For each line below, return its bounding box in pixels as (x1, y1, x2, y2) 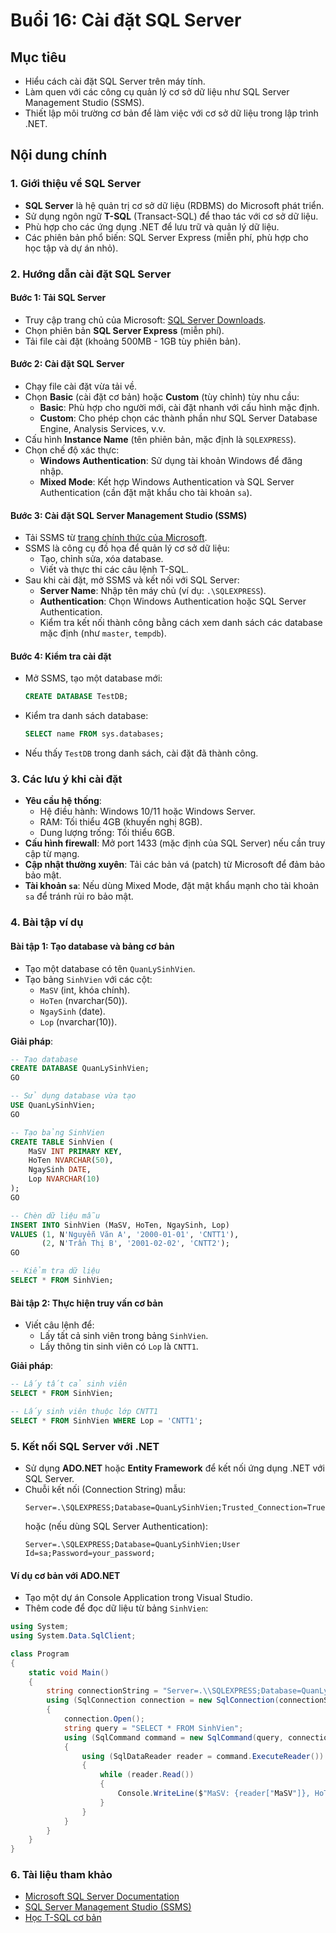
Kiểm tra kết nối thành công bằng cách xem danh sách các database (39, 617, 323, 629)
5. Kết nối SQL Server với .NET (10, 1439, 160, 1453)
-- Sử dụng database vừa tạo (10, 1091, 137, 1101)
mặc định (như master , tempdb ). (39, 627, 167, 639)
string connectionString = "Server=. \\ (46, 1686, 213, 1696)
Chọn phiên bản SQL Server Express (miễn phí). (24, 324, 225, 336)
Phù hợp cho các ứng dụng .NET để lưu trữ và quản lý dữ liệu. (24, 220, 280, 233)
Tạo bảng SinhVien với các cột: (24, 973, 153, 985)
